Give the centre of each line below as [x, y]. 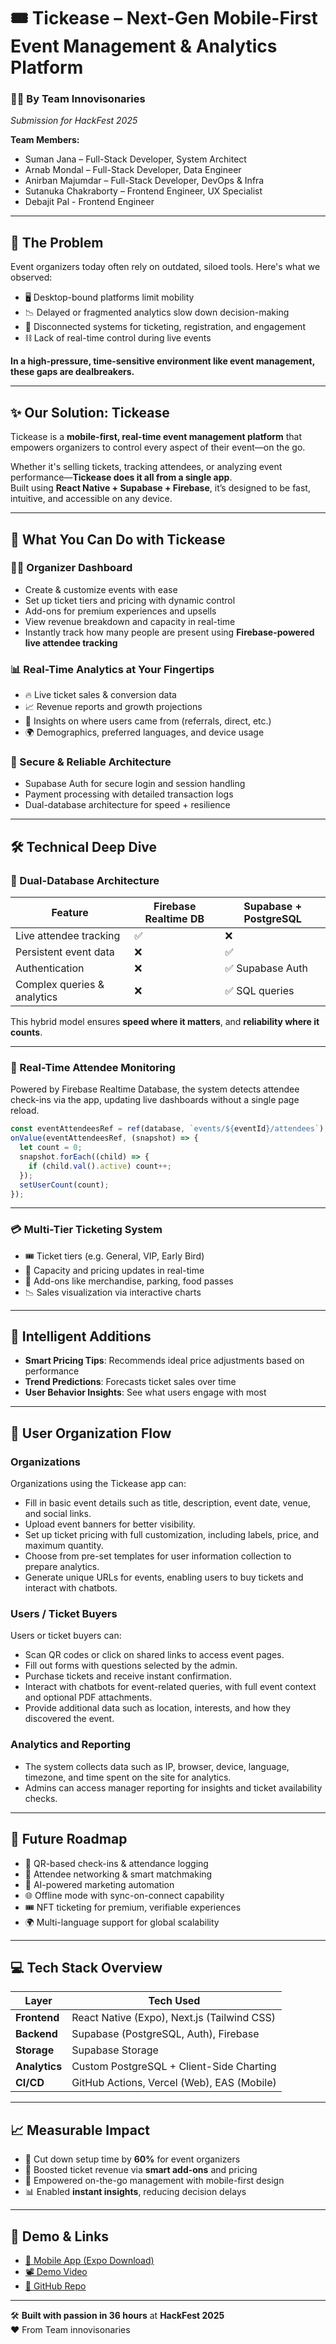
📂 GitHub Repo [55, 2286]
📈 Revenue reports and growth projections [113, 707]
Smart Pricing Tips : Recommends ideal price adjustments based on [164, 1361]
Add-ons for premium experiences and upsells [120, 611]
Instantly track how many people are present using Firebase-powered [169, 632]
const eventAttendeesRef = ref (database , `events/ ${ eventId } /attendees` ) [167, 1129]
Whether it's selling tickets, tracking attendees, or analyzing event [146, 467]
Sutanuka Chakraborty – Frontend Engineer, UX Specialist [143, 191]
